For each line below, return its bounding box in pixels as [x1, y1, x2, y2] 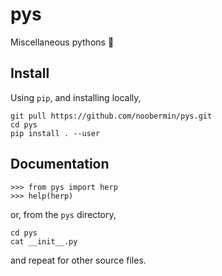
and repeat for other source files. [10, 254, 147, 266]
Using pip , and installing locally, [10, 91, 142, 103]
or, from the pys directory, [10, 208, 117, 220]
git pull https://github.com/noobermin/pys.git [10, 111, 213, 121]
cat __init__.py [10, 236, 78, 247]
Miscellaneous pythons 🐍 [10, 36, 115, 48]
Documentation [10, 156, 110, 173]
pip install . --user [10, 128, 101, 138]
